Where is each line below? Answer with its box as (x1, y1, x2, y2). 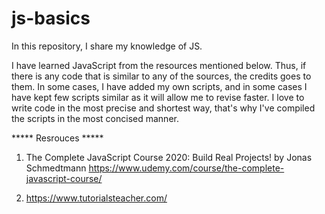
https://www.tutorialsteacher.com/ (25, 192, 168, 204)
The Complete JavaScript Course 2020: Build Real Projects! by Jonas (25, 151, 313, 163)
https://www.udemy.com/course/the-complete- (88, 162, 285, 174)
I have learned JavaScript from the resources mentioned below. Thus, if (11, 59, 307, 71)
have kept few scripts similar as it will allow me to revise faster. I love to (11, 91, 305, 103)
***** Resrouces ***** (11, 132, 104, 144)
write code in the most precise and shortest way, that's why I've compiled (11, 102, 316, 114)
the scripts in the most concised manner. (11, 112, 179, 124)
